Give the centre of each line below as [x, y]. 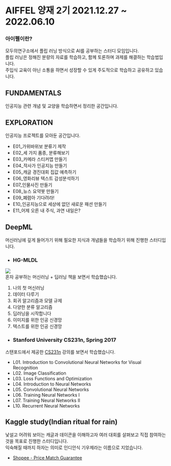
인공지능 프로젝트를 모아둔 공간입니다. [43, 135]
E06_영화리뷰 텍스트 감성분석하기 [46, 179]
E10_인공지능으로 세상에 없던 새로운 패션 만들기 [59, 204]
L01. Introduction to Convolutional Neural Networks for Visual [77, 362]
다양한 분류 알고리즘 [32, 307]
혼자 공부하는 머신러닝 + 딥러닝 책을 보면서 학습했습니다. [61, 277]
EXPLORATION [29, 122]
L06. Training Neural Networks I [46, 395]
